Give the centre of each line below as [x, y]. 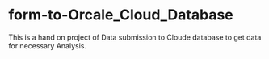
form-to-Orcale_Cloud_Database [121, 15]
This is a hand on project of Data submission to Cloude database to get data [135, 37]
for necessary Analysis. [48, 45]
